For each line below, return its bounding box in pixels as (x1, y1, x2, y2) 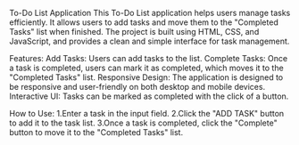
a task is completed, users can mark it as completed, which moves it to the (9, 62, 284, 73)
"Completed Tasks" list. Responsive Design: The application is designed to (9, 72, 284, 83)
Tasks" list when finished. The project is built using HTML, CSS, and (9, 27, 260, 36)
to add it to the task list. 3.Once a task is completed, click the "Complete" (9, 117, 278, 128)
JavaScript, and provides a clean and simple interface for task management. (9, 36, 290, 46)
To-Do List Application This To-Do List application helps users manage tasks (9, 8, 291, 18)
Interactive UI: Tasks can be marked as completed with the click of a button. (9, 91, 289, 101)
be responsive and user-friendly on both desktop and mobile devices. (9, 82, 266, 92)
